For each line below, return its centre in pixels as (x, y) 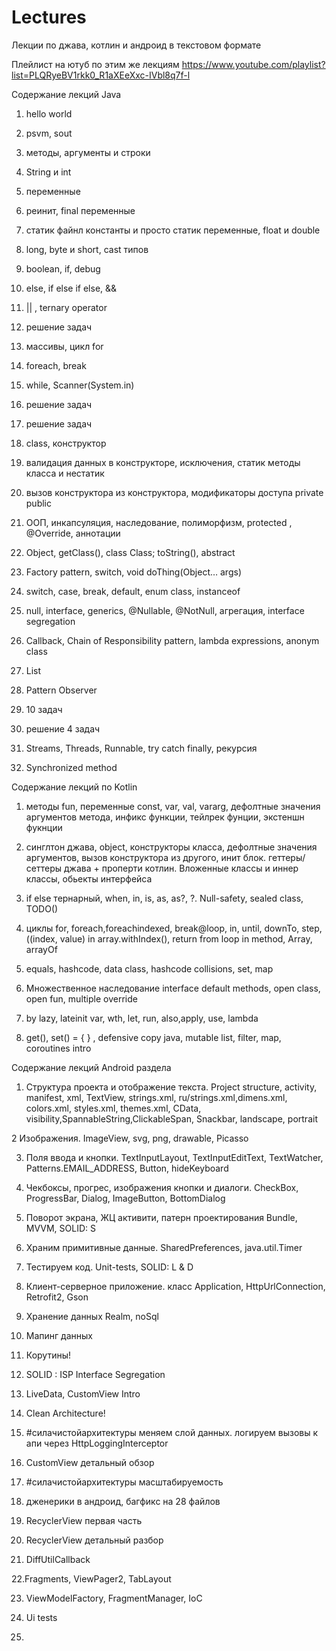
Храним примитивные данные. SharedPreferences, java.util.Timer (164, 1247)
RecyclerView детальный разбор (94, 1540)
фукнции (44, 827)
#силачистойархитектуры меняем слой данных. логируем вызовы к (172, 1432)
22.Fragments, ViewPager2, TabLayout (91, 1578)
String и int (48, 172)
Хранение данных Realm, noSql (92, 1316)
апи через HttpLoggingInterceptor (97, 1443)
